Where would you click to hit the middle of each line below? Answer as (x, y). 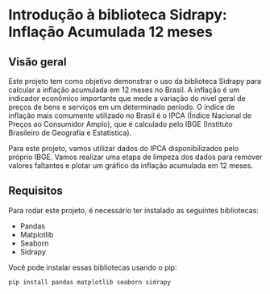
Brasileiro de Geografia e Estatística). (70, 132)
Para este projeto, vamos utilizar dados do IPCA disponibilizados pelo (124, 148)
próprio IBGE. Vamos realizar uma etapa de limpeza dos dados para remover (135, 157)
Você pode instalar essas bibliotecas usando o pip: (93, 267)
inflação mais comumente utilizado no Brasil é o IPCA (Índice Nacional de (130, 115)
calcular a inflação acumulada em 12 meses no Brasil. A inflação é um (124, 90)
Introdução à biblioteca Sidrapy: (118, 15)
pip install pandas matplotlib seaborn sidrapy (90, 282)
